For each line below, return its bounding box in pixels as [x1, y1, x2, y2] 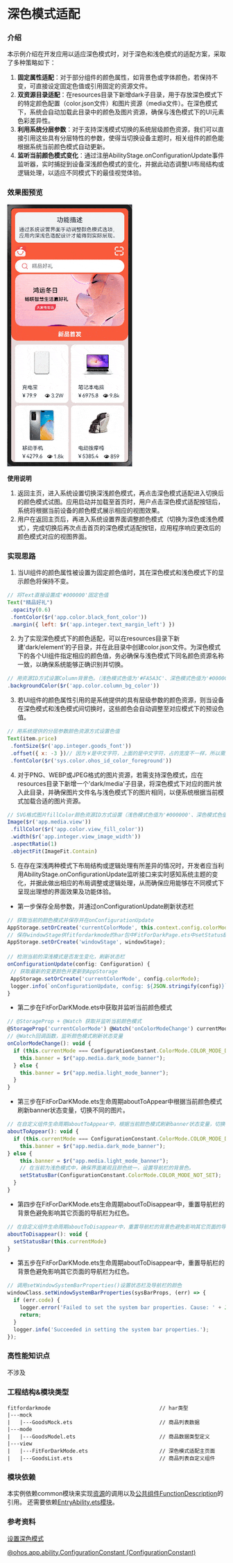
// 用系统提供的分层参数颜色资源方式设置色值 [7, 728, 120, 735]
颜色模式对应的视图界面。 [17, 532, 91, 540]
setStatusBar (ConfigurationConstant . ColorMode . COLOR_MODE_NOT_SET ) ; [19, 1172, 222, 1179]
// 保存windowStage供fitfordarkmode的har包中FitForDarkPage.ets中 [7, 931, 196, 939]
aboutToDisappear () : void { [7, 1231, 89, 1238]
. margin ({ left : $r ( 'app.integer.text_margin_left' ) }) [10, 621, 175, 628]
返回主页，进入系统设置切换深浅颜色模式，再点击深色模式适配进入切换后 [17, 488, 224, 497]
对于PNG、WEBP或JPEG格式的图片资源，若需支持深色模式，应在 [17, 771, 203, 779]
